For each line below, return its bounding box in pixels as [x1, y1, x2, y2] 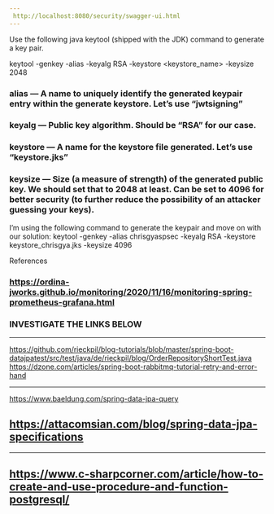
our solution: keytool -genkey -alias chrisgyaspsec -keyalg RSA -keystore [9, 231, 256, 241]
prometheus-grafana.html [9, 297, 115, 308]
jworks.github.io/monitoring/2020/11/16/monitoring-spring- [9, 286, 253, 297]
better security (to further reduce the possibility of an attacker [9, 194, 261, 205]
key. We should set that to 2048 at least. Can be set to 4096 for [9, 184, 264, 195]
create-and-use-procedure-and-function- [9, 480, 228, 494]
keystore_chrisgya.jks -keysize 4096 [9, 239, 133, 249]
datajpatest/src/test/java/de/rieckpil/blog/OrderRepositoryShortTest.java [9, 353, 253, 362]
